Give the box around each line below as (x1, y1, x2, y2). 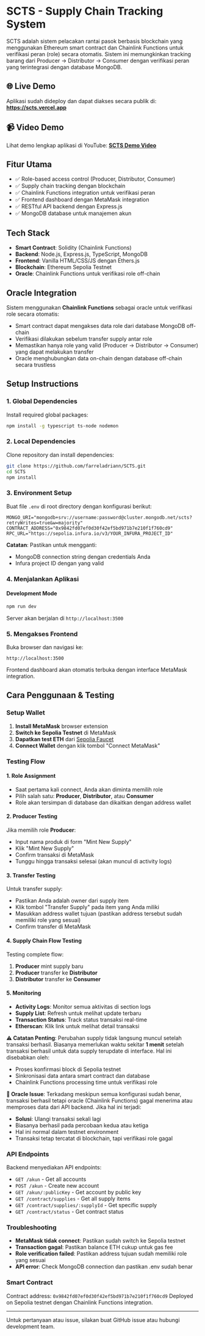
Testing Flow (6, 757, 46, 766)
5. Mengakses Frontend (6, 630, 78, 638)
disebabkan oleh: (6, 1053, 50, 1061)
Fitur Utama (6, 159, 52, 169)
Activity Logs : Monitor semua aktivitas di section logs (15, 1003, 151, 1010)
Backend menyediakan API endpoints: (6, 1164, 102, 1171)
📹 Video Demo (6, 122, 64, 133)
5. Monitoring (6, 989, 41, 997)
